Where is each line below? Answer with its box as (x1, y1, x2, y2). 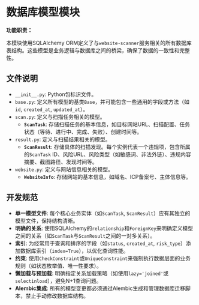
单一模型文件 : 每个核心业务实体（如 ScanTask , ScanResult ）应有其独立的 (14, 210, 191, 217)
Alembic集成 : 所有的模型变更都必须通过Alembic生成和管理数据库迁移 (14, 285, 186, 292)
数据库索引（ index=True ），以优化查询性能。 (20, 247, 129, 254)
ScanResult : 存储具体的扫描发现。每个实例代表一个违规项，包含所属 (23, 143, 191, 150)
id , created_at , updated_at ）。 (14, 106, 89, 113)
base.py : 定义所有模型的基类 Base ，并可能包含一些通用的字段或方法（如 (14, 98, 190, 105)
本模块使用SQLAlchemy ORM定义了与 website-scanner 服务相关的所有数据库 (6, 39, 192, 46)
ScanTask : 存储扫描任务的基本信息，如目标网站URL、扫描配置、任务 (23, 121, 191, 128)
